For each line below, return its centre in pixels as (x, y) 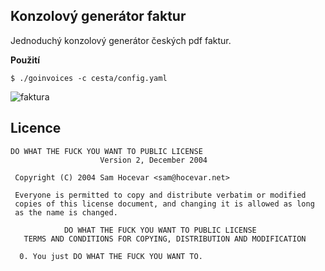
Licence (36, 128)
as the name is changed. (66, 212)
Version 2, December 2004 (153, 160)
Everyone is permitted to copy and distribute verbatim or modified (160, 195)
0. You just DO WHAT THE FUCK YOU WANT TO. (111, 256)
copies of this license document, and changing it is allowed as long (164, 204)
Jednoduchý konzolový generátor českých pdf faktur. (121, 40)
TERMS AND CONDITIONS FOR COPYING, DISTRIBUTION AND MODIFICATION (165, 239)
